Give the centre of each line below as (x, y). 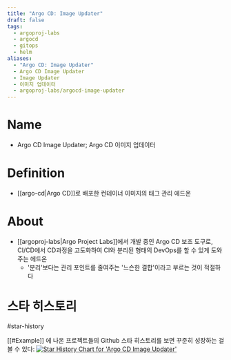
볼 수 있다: (21, 349)
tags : (15, 26)
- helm (23, 53)
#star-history (26, 326)
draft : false (26, 20)
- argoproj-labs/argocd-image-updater (69, 91)
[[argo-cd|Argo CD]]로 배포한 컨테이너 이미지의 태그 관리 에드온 (104, 193)
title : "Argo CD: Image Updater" (55, 13)
